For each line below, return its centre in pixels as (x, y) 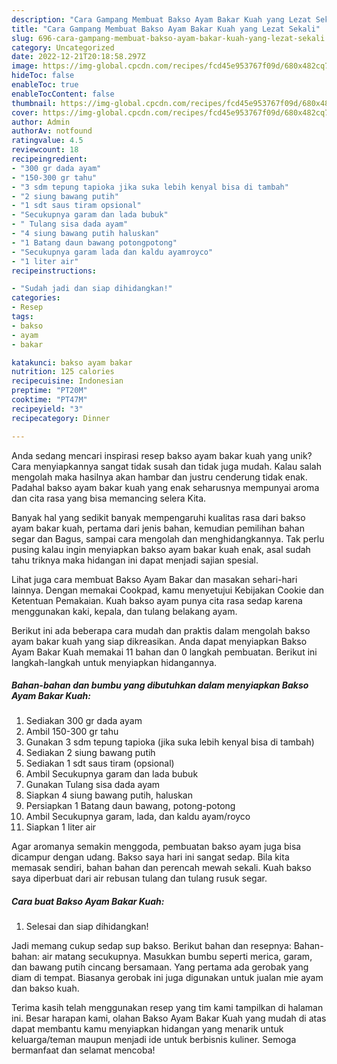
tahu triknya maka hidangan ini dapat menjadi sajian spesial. (135, 560)
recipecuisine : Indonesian (67, 381)
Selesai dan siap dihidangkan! (87, 927)
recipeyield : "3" (47, 409)
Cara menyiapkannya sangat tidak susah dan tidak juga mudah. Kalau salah (166, 466)
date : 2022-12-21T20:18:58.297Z (78, 57)
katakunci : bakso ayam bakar (72, 362)
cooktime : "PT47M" (49, 400)
